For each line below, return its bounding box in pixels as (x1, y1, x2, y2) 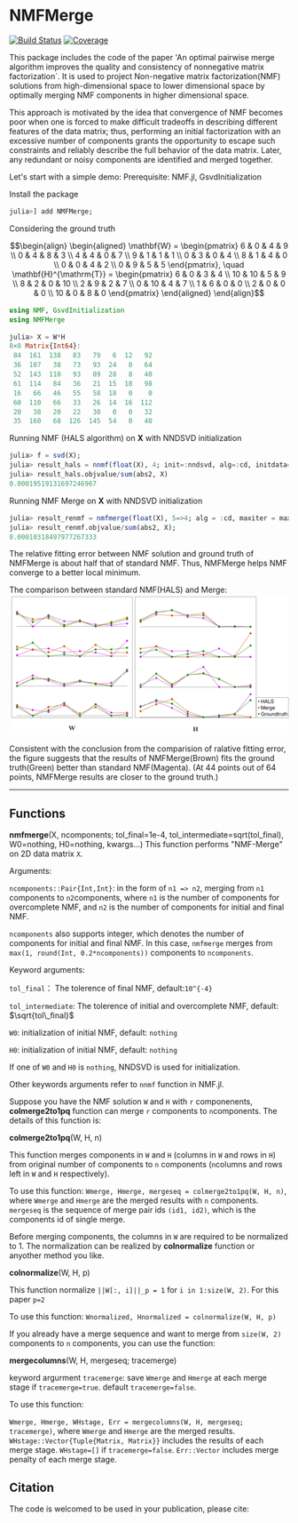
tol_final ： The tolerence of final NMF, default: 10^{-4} (9, 983, 213, 994)
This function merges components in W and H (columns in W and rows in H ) (9, 1150, 277, 1160)
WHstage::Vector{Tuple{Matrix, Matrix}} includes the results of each (9, 1435, 264, 1446)
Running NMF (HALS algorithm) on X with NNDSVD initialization (9, 433, 242, 444)
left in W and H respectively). (9, 1168, 110, 1179)
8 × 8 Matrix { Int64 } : (9, 341, 82, 351)
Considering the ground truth (9, 223, 116, 234)
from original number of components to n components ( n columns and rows (9, 1159, 283, 1170)
